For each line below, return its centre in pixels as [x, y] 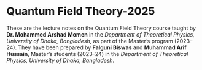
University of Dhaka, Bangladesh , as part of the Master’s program [90, 41]
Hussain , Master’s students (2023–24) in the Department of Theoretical [97, 54]
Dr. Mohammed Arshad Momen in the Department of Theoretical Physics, [100, 34]
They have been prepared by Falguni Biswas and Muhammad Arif [102, 47]
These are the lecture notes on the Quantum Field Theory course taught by [101, 28]
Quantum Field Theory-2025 [81, 11]
